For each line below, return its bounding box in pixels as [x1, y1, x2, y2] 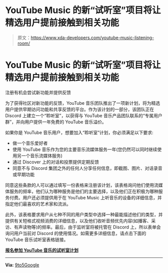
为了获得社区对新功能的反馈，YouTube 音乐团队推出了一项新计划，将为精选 [5, 100, 160, 106]
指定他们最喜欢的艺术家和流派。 [5, 201, 71, 207]
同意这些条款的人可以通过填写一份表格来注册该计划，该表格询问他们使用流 [5, 182, 158, 188]
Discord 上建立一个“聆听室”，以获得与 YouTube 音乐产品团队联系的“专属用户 [5, 112, 162, 118]
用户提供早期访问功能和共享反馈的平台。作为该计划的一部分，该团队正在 [5, 106, 154, 112]
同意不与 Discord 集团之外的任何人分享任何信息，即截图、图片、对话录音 [12, 165, 162, 171]
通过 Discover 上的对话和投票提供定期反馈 [12, 159, 99, 165]
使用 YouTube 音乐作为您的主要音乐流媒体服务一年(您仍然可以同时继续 [12, 146, 157, 152]
